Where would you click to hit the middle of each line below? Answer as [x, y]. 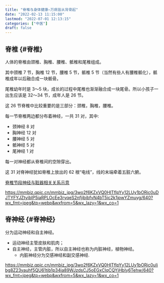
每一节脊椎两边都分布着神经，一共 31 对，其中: [52, 116]
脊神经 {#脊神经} [30, 220]
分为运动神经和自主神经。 [31, 232]
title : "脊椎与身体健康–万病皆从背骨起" [42, 10]
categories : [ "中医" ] [26, 23]
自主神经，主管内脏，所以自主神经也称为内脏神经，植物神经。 [74, 249]
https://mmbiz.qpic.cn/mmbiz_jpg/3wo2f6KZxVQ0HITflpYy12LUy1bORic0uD [82, 192]
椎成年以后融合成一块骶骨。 [33, 78]
